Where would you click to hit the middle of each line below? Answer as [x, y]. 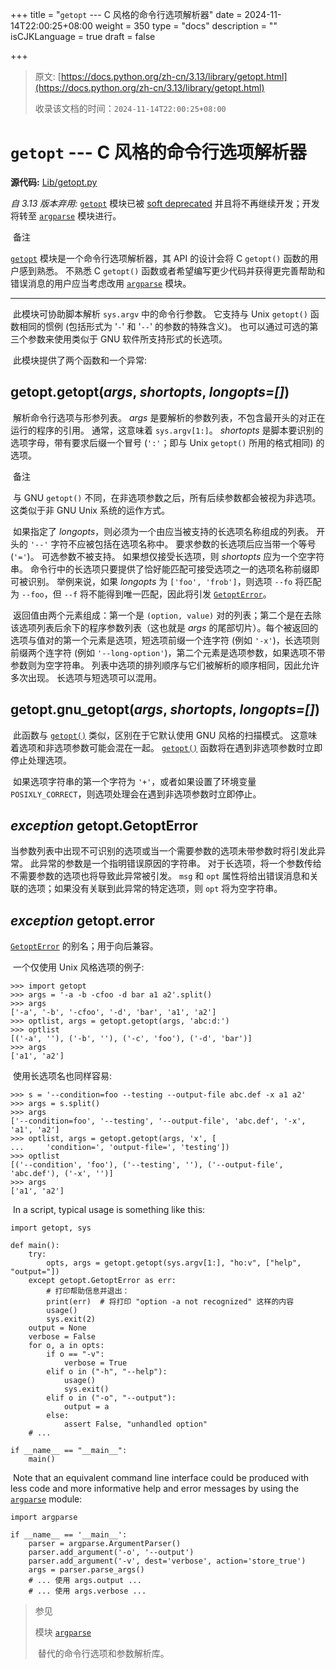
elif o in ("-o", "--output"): [111, 1398]
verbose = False [62, 1337]
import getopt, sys [51, 1228]
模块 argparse [63, 1632]
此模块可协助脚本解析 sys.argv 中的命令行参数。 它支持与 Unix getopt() [160, 314]
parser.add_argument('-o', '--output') [111, 1553]
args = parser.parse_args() [86, 1570]
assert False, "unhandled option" [135, 1424]
